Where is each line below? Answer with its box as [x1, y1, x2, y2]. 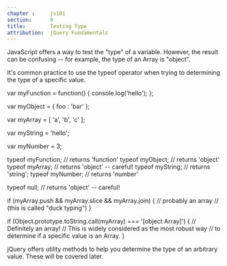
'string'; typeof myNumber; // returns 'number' [7, 170, 139, 178]
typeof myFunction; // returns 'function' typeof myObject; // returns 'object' [7, 156, 220, 164]
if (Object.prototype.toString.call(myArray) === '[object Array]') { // [7, 217, 196, 226]
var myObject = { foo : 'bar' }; [7, 102, 90, 110]
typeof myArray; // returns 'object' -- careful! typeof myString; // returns [7, 162, 211, 171]
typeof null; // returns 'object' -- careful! [7, 183, 120, 192]
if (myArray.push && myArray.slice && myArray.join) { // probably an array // [7, 197, 219, 205]
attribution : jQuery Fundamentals [7, 29, 109, 36]
